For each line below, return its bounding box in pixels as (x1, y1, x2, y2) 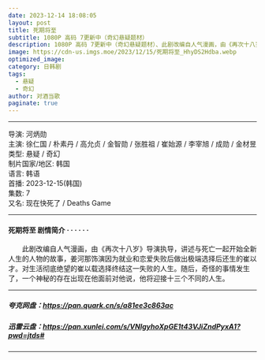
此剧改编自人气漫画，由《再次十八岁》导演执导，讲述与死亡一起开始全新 (21, 244, 257, 254)
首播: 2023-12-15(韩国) (8, 179, 83, 188)
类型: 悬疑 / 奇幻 (8, 149, 61, 158)
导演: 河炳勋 (8, 129, 47, 139)
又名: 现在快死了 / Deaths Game (8, 199, 112, 208)
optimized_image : (8, 56, 65, 64)
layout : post (8, 19, 51, 27)
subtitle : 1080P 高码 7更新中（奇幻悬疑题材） (8, 33, 148, 42)
